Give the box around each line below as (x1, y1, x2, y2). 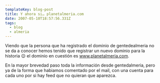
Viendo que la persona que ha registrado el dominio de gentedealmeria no (5, 43, 155, 48)
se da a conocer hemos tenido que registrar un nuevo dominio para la (5, 48, 145, 54)
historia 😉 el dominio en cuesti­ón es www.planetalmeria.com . (5, 53, 129, 58)
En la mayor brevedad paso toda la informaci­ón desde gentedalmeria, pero (5, 62, 155, 68)
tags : (5, 20, 16, 26)
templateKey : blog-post (5, 7, 54, 12)
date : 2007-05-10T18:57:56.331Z (5, 16, 71, 21)
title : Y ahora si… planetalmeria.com (5, 12, 84, 16)
